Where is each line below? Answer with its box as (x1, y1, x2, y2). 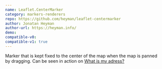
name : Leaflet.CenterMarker (5, 7, 64, 12)
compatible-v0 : (5, 35, 37, 40)
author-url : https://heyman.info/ (5, 26, 77, 31)
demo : (5, 30, 16, 35)
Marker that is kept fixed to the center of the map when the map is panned (5, 53, 158, 59)
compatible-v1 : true (5, 39, 48, 44)
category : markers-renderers (5, 12, 66, 17)
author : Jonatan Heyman (5, 21, 55, 26)
